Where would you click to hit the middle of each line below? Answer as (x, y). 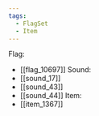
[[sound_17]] (40, 79)
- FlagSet (32, 24)
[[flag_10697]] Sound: (56, 70)
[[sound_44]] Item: (51, 96)
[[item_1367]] (41, 104)
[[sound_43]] (41, 87)
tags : (17, 16)
